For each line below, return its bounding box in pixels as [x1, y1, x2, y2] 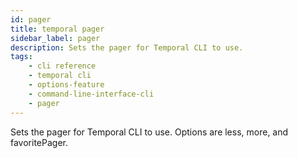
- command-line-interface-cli [28, 89, 155, 99]
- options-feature [28, 80, 105, 90]
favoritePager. [10, 136, 68, 148]
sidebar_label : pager [10, 33, 101, 43]
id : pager [10, 14, 52, 25]
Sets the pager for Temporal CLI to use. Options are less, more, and [10, 126, 289, 138]
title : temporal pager [10, 24, 105, 34]
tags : [10, 52, 33, 62]
